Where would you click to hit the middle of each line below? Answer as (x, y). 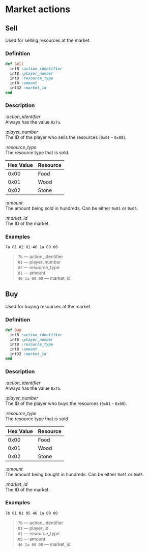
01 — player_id (33, 528)
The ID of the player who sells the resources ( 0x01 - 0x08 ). (66, 137)
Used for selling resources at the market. (48, 40)
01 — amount (32, 273)
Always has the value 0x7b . (33, 388)
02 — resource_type (39, 268)
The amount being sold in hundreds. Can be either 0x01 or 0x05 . (72, 208)
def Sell (14, 64)
